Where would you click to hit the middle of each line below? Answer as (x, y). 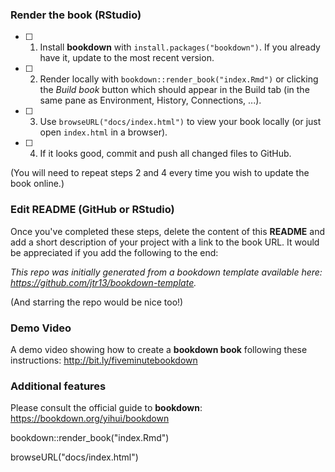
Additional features (58, 386)
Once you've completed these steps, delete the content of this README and (167, 231)
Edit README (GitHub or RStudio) (92, 210)
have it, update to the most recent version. (127, 58)
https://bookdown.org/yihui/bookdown (90, 419)
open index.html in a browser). (103, 132)
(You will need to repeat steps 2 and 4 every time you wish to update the (160, 173)
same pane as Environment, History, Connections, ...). (150, 100)
